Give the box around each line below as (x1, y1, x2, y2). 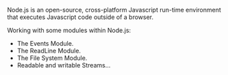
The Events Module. (16, 40, 74, 47)
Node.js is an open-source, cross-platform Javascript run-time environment (7, 6, 221, 14)
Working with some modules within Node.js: (7, 27, 131, 34)
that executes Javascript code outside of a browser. (7, 13, 154, 21)
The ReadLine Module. (16, 47, 81, 55)
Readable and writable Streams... (16, 61, 111, 69)
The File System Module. (16, 54, 88, 62)
